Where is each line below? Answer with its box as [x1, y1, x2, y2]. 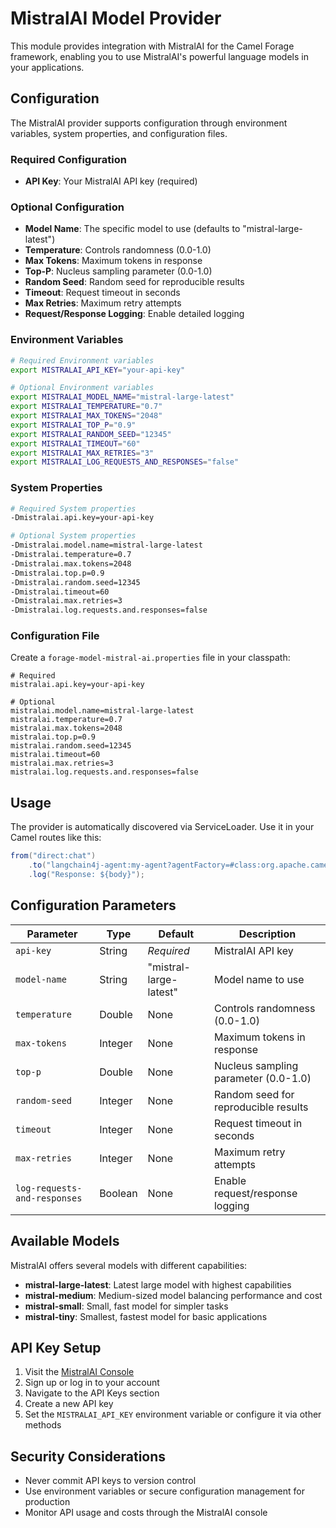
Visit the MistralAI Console [24, 1366, 135, 1378]
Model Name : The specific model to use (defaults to [24, 223, 241, 235]
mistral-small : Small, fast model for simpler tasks [24, 1300, 229, 1312]
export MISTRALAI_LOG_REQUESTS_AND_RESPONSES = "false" [10, 457, 240, 467]
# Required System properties [10, 503, 137, 514]
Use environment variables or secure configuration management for [24, 1485, 305, 1497]
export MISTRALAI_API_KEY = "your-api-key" [10, 365, 186, 375]
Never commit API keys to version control [24, 1475, 197, 1487]
